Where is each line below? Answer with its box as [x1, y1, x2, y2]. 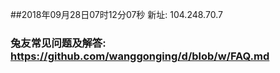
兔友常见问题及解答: [10, 36, 107, 50]
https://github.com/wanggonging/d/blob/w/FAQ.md [10, 49, 270, 63]
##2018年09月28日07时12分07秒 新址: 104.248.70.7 [10, 9, 223, 20]
